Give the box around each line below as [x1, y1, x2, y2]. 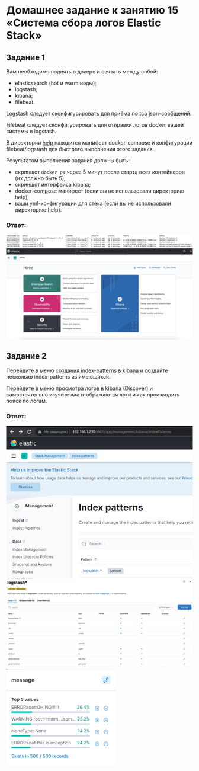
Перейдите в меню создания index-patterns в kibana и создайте [6, 367, 168, 374]
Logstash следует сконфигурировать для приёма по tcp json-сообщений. [6, 110, 192, 117]
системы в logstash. [6, 128, 57, 135]
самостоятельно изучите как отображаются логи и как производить [6, 391, 180, 398]
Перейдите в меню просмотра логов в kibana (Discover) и [6, 385, 153, 392]
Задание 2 [6, 351, 47, 361]
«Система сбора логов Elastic [6, 16, 161, 30]
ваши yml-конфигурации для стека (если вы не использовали [14, 200, 171, 207]
